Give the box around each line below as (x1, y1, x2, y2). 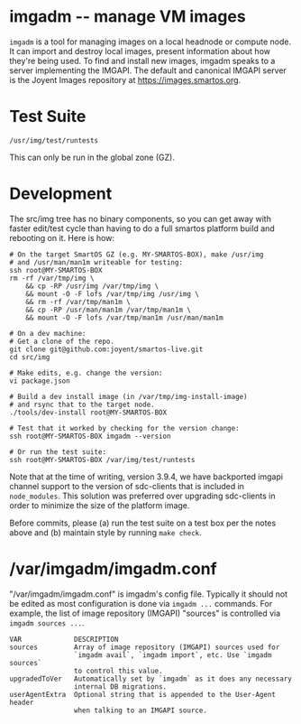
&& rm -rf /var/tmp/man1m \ (25, 297, 131, 306)
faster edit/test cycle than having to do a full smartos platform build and (9, 223, 275, 234)
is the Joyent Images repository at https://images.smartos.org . (9, 74, 242, 85)
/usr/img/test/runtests (9, 135, 99, 145)
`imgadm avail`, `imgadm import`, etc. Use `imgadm (73, 650, 272, 660)
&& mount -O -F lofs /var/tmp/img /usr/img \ (25, 289, 200, 299)
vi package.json (9, 376, 70, 385)
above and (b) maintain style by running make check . (9, 526, 203, 538)
